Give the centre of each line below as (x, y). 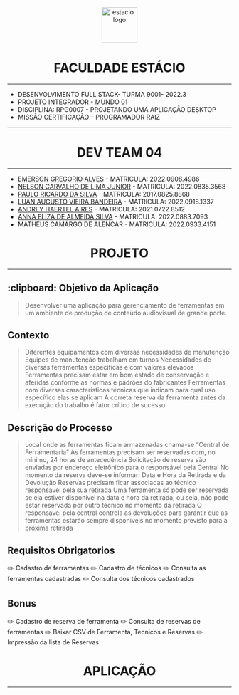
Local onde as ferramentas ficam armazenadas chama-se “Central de (127, 445)
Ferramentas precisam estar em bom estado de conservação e (117, 375)
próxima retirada (49, 528)
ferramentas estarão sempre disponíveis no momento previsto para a (126, 521)
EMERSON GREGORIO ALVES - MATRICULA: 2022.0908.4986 (108, 179)
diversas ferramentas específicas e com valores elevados (109, 367)
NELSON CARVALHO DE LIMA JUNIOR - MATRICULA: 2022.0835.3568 (122, 186)
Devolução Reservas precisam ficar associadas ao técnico (111, 483)
